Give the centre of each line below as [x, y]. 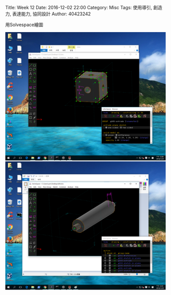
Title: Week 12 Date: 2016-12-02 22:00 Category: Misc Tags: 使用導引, [79, 7]
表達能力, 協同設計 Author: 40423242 [51, 14]
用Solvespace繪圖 [24, 25]
